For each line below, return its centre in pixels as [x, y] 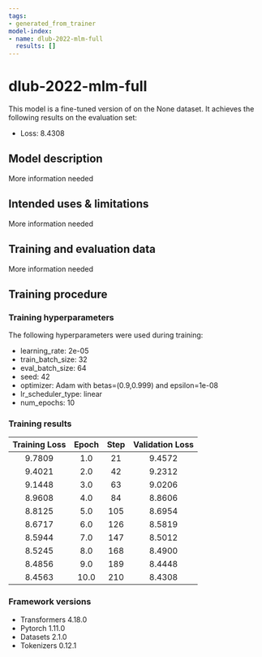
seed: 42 [35, 377]
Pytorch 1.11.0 [43, 628]
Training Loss [39, 445]
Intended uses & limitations [79, 204]
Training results [40, 424]
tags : [17, 16]
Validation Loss [163, 445]
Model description [56, 159]
